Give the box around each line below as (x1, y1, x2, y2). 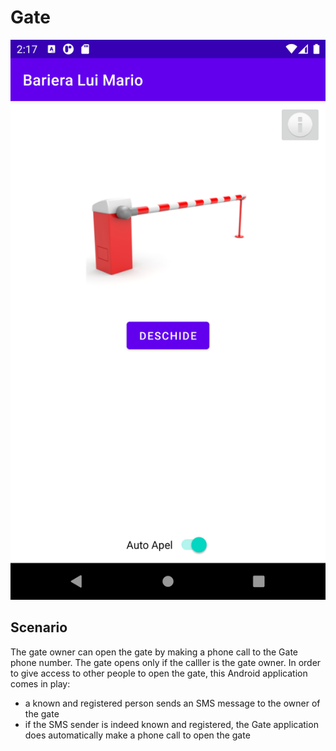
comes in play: (10, 677, 71, 690)
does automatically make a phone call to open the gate (24, 729, 251, 741)
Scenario (10, 619, 68, 636)
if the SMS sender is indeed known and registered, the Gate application (24, 718, 319, 730)
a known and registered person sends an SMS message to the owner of (24, 697, 321, 709)
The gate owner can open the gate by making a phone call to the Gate (10, 646, 299, 658)
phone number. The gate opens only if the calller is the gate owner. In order (10, 656, 322, 668)
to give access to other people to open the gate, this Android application (10, 667, 308, 679)
